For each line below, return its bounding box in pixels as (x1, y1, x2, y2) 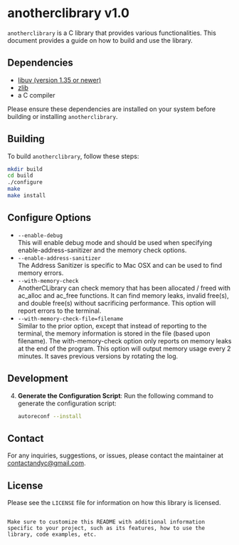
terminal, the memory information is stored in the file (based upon (17, 329, 211, 338)
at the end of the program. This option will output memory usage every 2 (17, 344, 231, 353)
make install (7, 192, 46, 199)
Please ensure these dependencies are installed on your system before (7, 105, 216, 113)
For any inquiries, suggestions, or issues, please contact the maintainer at (7, 451, 224, 460)
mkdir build (7, 165, 43, 172)
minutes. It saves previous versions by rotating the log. (17, 351, 179, 360)
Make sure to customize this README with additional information (7, 519, 205, 526)
